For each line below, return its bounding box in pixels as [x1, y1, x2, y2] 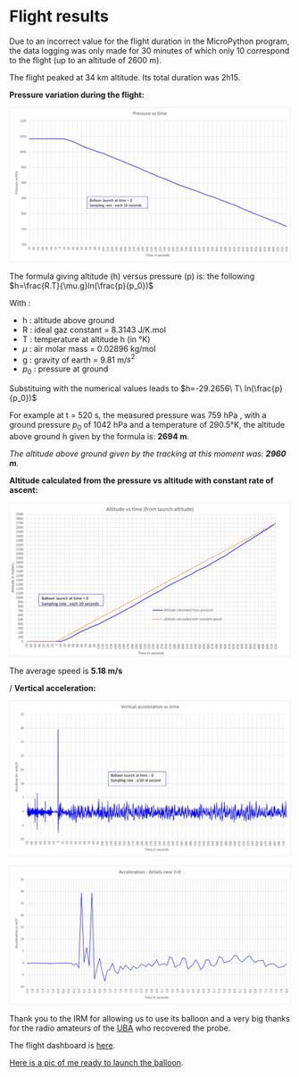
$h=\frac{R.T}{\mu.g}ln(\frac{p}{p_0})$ [9, 280, 154, 291]
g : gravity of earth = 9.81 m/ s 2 [21, 353, 136, 365]
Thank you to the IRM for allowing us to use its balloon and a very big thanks [9, 1013, 290, 1023]
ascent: [9, 484, 38, 495]
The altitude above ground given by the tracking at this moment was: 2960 [9, 448, 287, 459]
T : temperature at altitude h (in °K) [21, 333, 151, 345]
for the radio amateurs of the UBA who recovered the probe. [9, 1023, 231, 1033]
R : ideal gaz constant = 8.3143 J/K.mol [21, 324, 167, 335]
